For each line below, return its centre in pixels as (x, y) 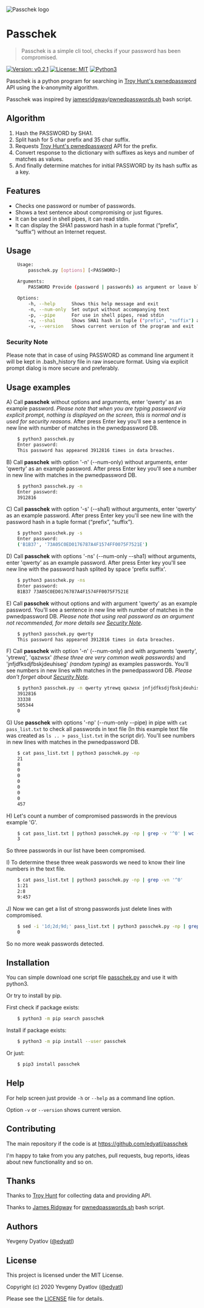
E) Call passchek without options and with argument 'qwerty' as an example (102, 603)
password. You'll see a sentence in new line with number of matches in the (100, 610)
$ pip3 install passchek (49, 1064)
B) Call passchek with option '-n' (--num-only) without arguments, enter (97, 462)
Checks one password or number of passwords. (75, 206)
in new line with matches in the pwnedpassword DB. (72, 475)
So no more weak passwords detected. (55, 944)
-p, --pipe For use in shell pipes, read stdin (96, 315)
